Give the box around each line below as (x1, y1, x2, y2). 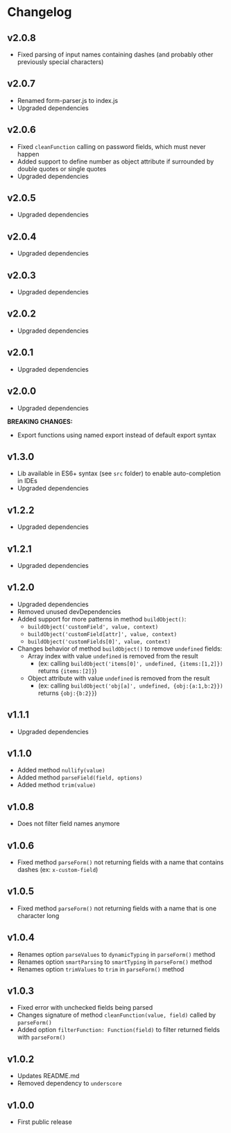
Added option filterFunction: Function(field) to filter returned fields (17, 1026, 221, 1034)
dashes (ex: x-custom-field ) (17, 866, 99, 873)
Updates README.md (17, 1072, 80, 1080)
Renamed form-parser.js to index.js (17, 96, 119, 104)
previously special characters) (17, 58, 104, 66)
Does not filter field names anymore (17, 819, 120, 828)
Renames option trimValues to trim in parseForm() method (17, 965, 185, 973)
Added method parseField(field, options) (17, 773, 143, 782)
